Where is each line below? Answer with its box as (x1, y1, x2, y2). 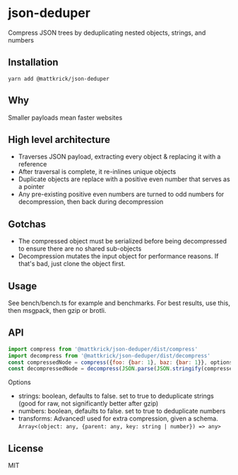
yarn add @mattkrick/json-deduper (8, 75, 110, 82)
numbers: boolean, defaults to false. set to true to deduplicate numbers (18, 407, 226, 416)
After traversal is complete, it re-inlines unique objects (18, 168, 177, 176)
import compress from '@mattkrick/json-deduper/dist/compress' (8, 345, 198, 353)
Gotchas (8, 218, 47, 230)
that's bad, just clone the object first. (18, 260, 126, 268)
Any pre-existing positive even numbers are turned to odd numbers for (18, 190, 225, 199)
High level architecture (8, 133, 110, 146)
